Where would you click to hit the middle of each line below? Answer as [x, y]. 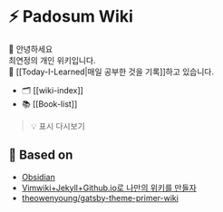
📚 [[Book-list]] [49, 103]
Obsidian [38, 177]
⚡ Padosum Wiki [71, 17]
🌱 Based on [41, 155]
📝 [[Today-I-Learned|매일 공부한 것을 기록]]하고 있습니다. [111, 72]
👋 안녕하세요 [31, 49]
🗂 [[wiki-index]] [52, 90]
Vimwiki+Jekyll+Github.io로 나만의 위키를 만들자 [109, 188]
